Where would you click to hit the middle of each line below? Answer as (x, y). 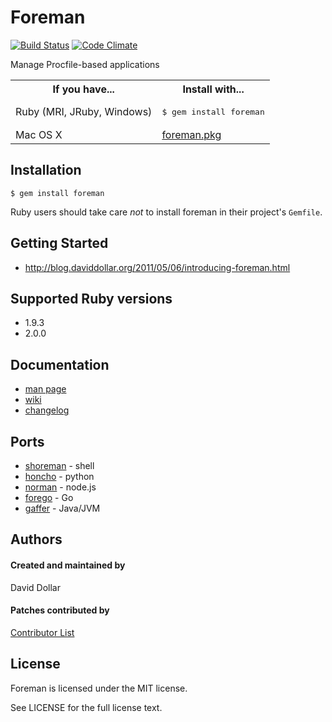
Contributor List (42, 632)
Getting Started (59, 243)
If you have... (83, 89)
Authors (36, 539)
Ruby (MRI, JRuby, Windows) (84, 112)
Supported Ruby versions (91, 298)
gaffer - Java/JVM (62, 508)
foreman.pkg (191, 134)
